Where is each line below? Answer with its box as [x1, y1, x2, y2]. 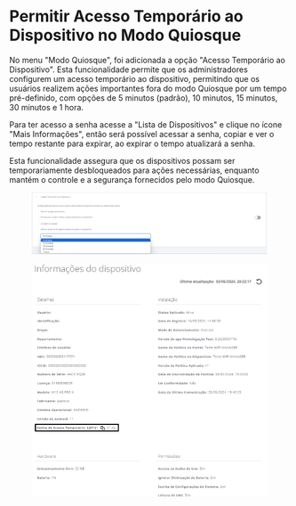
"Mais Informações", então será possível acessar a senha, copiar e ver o [9, 128, 275, 139]
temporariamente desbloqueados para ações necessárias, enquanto [9, 165, 260, 175]
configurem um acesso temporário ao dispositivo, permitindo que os [9, 73, 260, 84]
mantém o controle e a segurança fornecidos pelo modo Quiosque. [9, 174, 255, 184]
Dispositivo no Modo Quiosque [9, 25, 242, 45]
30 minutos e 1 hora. [9, 102, 84, 112]
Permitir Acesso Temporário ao [9, 6, 244, 27]
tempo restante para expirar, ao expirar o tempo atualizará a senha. [9, 138, 256, 149]
